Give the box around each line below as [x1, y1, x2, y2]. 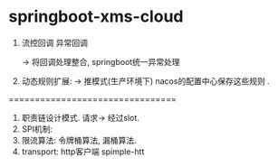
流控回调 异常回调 [21, 37, 88, 48]
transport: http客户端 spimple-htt [21, 146, 145, 157]
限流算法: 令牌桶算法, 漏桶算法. [21, 134, 137, 145]
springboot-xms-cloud [8, 6, 184, 27]
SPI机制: [21, 124, 53, 134]
